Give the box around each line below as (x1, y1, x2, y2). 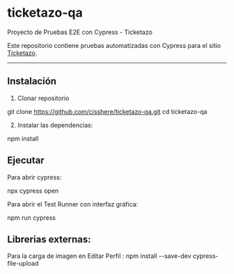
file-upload (7, 259, 39, 268)
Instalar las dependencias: (17, 120, 93, 129)
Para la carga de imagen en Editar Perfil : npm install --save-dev (7, 252, 192, 260)
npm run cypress (7, 213, 56, 222)
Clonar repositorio (17, 94, 70, 102)
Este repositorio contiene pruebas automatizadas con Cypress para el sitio (7, 41, 221, 49)
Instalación (7, 75, 57, 88)
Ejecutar (7, 154, 45, 166)
